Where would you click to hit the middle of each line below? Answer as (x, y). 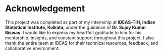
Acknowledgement (45, 9)
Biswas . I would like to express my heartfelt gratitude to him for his (73, 32)
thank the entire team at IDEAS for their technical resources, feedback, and (82, 43)
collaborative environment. (32, 48)
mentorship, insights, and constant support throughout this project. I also (80, 38)
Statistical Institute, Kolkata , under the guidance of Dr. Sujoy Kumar (76, 27)
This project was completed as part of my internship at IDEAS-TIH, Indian (80, 22)
